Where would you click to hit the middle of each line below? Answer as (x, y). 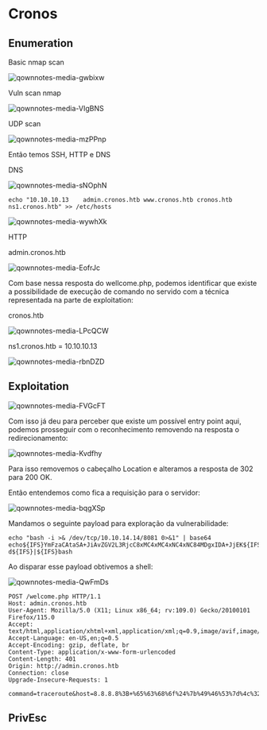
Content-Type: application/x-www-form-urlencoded (92, 652)
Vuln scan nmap (35, 93)
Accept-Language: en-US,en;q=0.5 (64, 638)
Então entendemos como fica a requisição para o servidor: (104, 492)
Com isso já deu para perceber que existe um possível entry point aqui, (125, 421)
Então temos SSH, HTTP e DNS (60, 154)
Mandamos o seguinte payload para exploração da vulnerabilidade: (118, 523)
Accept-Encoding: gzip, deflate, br (69, 645)
